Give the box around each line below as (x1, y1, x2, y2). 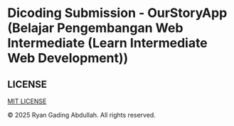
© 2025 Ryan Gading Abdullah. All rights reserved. (7, 111, 156, 119)
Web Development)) (7, 50, 129, 67)
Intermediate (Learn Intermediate (7, 35, 208, 51)
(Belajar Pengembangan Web (7, 20, 184, 36)
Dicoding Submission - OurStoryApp (7, 5, 228, 21)
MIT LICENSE (7, 97, 47, 105)
